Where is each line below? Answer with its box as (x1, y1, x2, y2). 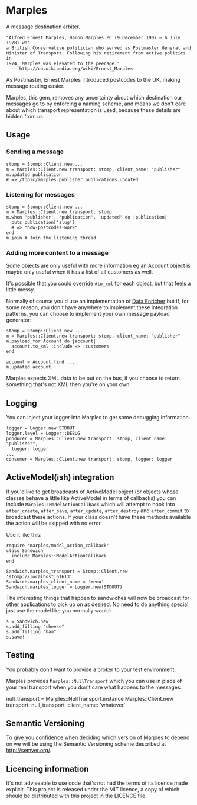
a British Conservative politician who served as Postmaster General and (6, 45, 192, 51)
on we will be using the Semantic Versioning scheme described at (6, 740, 166, 748)
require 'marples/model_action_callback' (6, 543, 110, 549)
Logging (6, 398, 37, 408)
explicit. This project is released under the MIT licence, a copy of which (6, 786, 180, 793)
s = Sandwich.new (6, 618, 49, 624)
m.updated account (6, 364, 51, 370)
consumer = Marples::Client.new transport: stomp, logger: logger (6, 457, 173, 463)
